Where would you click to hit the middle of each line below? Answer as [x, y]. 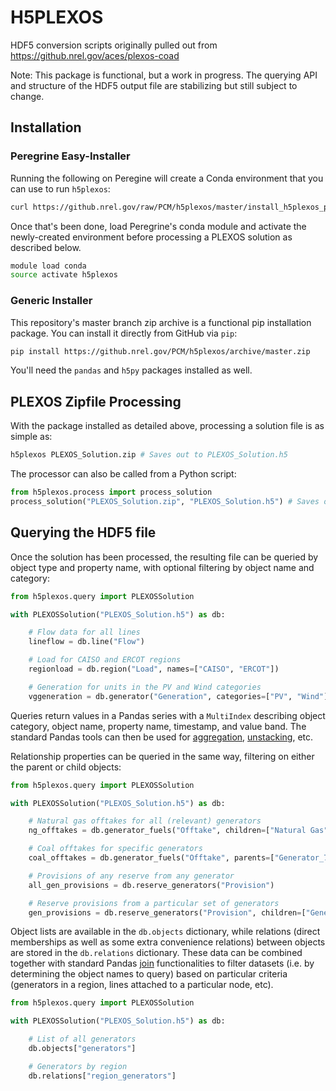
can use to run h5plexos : [60, 188]
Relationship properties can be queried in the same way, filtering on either [162, 756]
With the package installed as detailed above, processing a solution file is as [167, 426]
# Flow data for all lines [84, 632]
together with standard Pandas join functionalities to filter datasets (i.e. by [162, 963]
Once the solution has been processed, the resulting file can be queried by [164, 557]
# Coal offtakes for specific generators [115, 849]
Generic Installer [51, 301]
